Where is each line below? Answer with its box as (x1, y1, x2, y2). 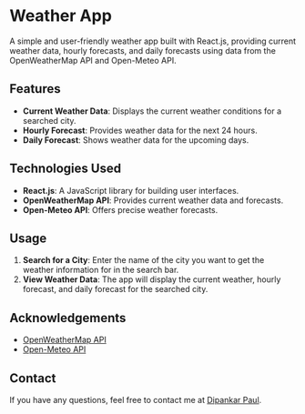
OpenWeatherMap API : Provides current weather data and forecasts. (22, 195, 284, 206)
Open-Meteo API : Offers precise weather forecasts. (22, 204, 219, 215)
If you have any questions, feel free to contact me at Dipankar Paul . (9, 395, 262, 405)
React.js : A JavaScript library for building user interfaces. (22, 185, 239, 196)
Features (9, 81, 61, 96)
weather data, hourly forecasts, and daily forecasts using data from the (9, 45, 276, 56)
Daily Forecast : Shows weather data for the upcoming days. (22, 134, 249, 146)
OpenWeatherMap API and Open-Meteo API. (9, 55, 178, 66)
